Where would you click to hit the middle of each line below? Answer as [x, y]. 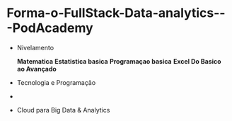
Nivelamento [35, 47]
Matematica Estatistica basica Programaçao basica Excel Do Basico [119, 61]
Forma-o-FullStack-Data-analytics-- [116, 13]
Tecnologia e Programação [56, 82]
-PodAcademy [50, 28]
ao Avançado [37, 69]
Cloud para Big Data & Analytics [63, 110]
